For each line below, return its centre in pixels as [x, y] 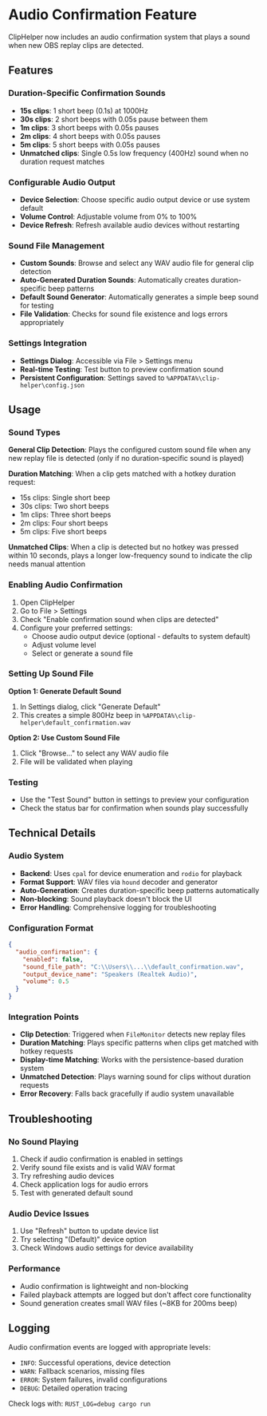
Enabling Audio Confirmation [66, 585]
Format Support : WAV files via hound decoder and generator [119, 882]
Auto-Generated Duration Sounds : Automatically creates [114, 280]
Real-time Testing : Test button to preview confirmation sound [122, 369]
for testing [37, 306]
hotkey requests [46, 1051]
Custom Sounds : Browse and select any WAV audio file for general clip [137, 263]
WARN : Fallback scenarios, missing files [82, 1371]
